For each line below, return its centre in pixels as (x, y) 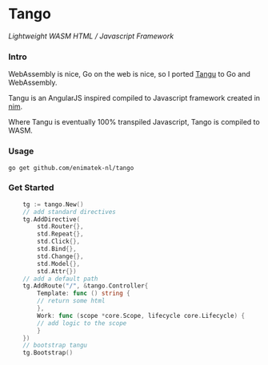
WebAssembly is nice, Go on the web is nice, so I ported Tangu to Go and (129, 74)
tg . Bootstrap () (48, 353)
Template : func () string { (84, 294)
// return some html (71, 301)
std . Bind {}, (57, 249)
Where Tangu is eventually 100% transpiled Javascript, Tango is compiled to (134, 122)
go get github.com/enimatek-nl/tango (71, 168)
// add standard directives (69, 212)
